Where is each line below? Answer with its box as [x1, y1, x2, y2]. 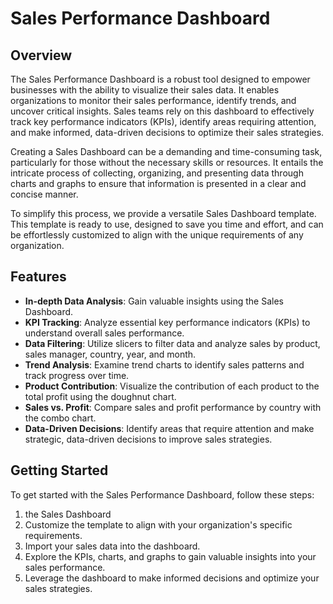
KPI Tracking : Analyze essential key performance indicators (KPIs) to [24, 316, 311, 328]
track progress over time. [24, 369, 130, 381]
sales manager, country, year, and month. [24, 348, 197, 360]
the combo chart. [24, 412, 97, 424]
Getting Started [10, 462, 109, 479]
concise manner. [10, 188, 79, 200]
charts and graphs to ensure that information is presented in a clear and [10, 178, 307, 189]
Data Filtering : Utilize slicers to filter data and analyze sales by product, [24, 337, 321, 349]
